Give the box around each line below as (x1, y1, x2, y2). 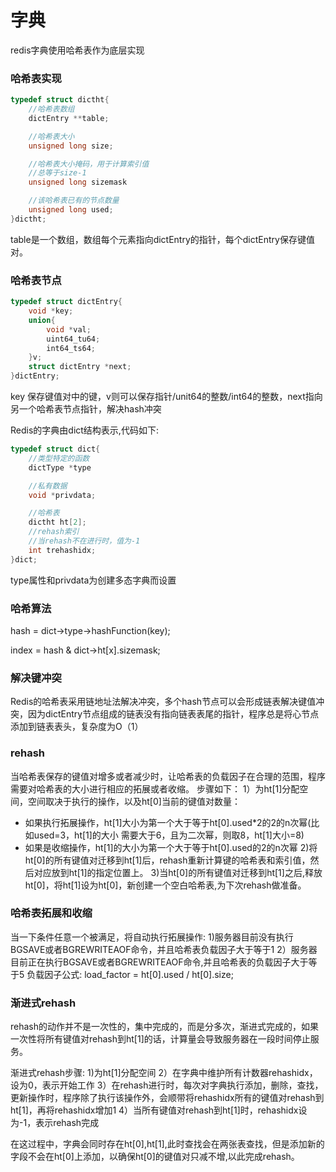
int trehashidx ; (28, 545, 97, 555)
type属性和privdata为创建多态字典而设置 (10, 574, 177, 586)
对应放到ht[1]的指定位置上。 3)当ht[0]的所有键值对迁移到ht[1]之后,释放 (33, 866, 323, 878)
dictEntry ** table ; (28, 113, 110, 123)
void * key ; (28, 306, 74, 316)
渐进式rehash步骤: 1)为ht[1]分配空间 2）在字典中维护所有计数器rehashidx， (10, 1067, 318, 1079)
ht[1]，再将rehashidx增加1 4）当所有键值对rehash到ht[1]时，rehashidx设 (10, 1104, 308, 1116)
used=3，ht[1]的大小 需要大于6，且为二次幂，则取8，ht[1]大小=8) (33, 829, 305, 841)
